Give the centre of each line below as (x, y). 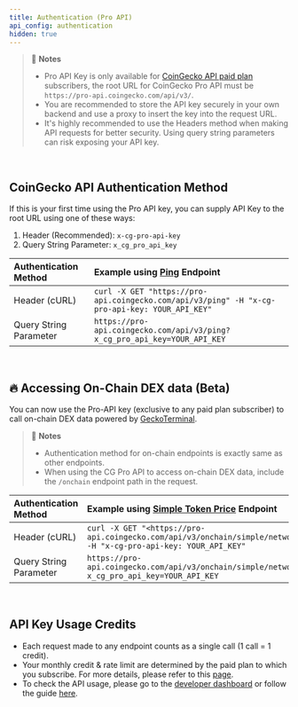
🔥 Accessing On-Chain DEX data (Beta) (120, 388)
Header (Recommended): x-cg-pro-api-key (101, 235)
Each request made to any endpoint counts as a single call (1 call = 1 (146, 646)
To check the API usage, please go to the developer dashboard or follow (154, 683)
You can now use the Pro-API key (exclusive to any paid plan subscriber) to (147, 409)
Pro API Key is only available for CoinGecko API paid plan (149, 76)
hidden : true (33, 34)
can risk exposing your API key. (102, 142)
